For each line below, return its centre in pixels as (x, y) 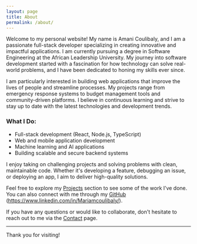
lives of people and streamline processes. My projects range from (86, 88)
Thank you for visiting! (33, 235)
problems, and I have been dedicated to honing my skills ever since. (103, 70)
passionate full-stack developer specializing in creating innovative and (91, 45)
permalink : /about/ (30, 22)
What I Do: (21, 122)
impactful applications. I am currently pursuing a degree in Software (88, 51)
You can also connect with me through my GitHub (66, 194)
